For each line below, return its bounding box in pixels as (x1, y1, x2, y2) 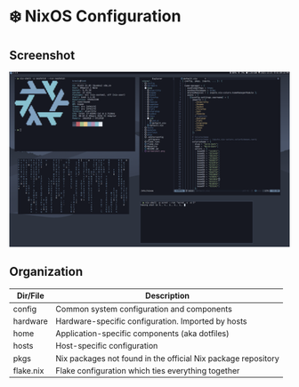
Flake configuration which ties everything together (55, 365, 240, 375)
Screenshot (9, 47, 76, 62)
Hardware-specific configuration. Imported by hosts (55, 316, 247, 327)
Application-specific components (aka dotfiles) (55, 328, 230, 339)
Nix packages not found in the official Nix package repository (55, 352, 279, 364)
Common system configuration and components (55, 303, 233, 314)
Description (145, 290, 190, 302)
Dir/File (16, 290, 44, 302)
